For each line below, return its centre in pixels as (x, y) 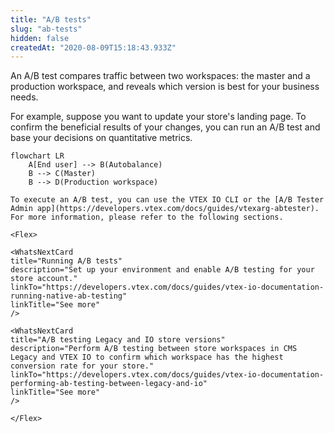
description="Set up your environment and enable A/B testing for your (162, 270)
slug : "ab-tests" (46, 29)
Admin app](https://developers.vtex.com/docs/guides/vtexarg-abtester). (165, 209)
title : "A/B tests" (51, 19)
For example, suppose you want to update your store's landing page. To (158, 117)
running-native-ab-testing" (69, 296)
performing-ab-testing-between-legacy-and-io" (109, 384)
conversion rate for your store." (82, 366)
